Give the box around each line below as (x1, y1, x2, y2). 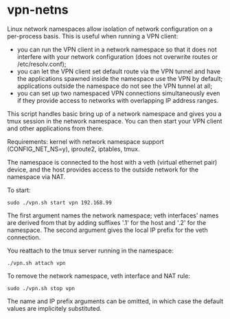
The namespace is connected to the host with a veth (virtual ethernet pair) (7, 158, 218, 166)
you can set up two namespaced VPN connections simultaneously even (16, 88, 220, 97)
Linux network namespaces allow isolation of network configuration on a (7, 25, 213, 33)
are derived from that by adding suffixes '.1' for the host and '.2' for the (7, 218, 207, 226)
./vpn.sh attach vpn (7, 259, 67, 266)
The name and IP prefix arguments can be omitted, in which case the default (7, 297, 224, 305)
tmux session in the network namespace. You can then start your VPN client (7, 117, 222, 125)
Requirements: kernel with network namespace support (7, 137, 165, 145)
